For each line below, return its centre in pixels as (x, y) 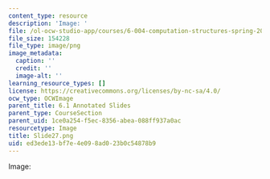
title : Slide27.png (41, 135)
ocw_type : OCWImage (41, 98)
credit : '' (34, 69)
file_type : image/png (45, 46)
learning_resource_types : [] (57, 83)
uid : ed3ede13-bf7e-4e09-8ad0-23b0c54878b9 (82, 143)
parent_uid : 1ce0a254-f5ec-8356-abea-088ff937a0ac (95, 121)
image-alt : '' (39, 76)
